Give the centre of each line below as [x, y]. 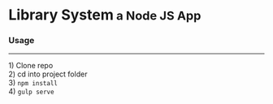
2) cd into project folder [48, 74]
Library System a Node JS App [105, 15]
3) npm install [33, 83]
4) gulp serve [31, 92]
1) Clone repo [31, 66]
